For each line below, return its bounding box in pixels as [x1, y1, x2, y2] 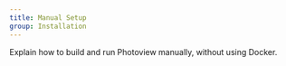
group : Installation [9, 22, 88, 31]
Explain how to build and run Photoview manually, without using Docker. [9, 46, 278, 57]
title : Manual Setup [9, 13, 88, 23]
